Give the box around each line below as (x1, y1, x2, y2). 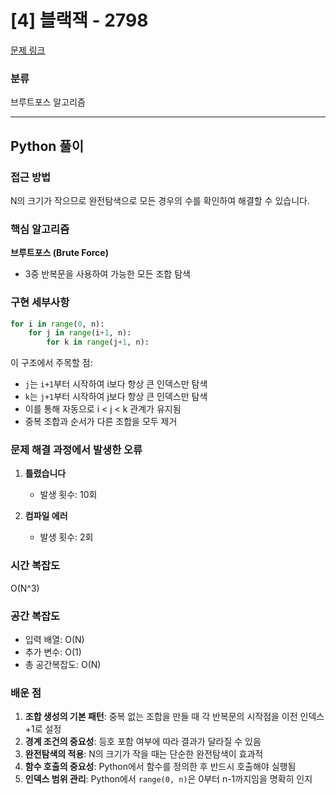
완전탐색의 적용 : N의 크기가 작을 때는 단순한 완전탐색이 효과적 (24, 748, 264, 760)
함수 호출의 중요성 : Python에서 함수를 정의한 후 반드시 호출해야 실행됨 (24, 761, 297, 773)
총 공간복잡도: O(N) (24, 659, 102, 671)
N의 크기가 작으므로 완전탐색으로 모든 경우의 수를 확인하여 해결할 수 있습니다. (10, 194, 310, 206)
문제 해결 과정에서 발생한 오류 (10, 443, 143, 457)
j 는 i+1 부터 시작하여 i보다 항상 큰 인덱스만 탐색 (24, 378, 208, 390)
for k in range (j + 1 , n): (46, 337, 150, 348)
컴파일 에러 (24, 510, 68, 522)
